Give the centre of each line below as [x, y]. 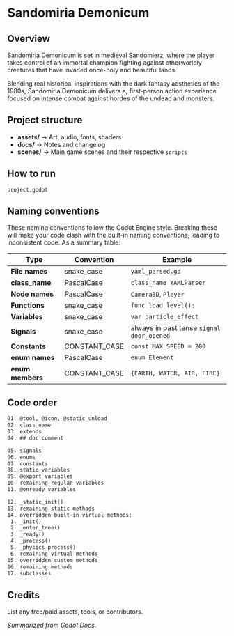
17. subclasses [29, 573]
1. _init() [26, 521]
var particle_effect [165, 317]
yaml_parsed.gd [156, 272]
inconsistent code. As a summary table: [64, 242]
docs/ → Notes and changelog [61, 144]
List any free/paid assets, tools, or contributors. [75, 612]
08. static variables [39, 470]
